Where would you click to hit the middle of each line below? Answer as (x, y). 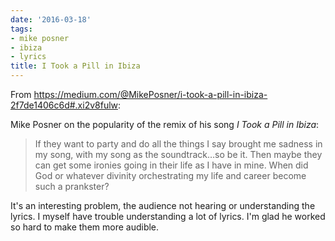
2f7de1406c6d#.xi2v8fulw (64, 105)
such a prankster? (72, 186)
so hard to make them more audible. (85, 227)
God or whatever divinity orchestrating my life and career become (170, 175)
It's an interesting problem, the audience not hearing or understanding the (163, 205)
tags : (21, 29)
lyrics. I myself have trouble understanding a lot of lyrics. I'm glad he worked (168, 216)
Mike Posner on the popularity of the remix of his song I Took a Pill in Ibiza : (165, 124)
